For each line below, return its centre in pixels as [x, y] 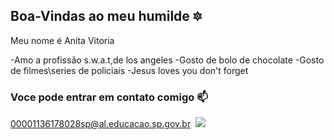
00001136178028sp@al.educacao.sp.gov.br [101, 124]
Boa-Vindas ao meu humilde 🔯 [106, 16]
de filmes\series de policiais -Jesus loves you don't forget [129, 70]
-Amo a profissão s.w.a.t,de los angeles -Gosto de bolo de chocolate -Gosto [167, 60]
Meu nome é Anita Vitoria [62, 40]
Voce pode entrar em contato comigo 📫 [109, 97]
